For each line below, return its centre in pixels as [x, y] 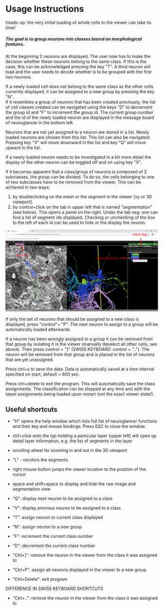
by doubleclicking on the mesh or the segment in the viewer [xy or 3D [82, 196]
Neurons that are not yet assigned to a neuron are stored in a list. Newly [77, 132]
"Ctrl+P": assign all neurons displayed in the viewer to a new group [80, 570]
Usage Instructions [45, 9]
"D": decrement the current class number [54, 545]
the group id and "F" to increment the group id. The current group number [79, 112]
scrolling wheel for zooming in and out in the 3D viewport [70, 450]
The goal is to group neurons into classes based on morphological [74, 39]
